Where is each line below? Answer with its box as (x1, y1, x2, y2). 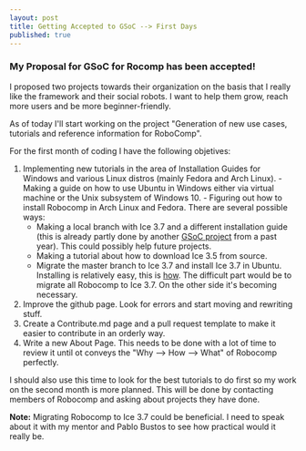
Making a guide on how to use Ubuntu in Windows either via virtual (22, 182, 275, 193)
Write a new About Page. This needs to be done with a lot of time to (22, 337, 277, 348)
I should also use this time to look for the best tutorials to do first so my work (9, 374, 297, 385)
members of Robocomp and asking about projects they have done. (9, 394, 260, 405)
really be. (9, 430, 45, 442)
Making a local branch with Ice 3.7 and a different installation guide (36, 220, 289, 232)
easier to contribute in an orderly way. (22, 327, 166, 338)
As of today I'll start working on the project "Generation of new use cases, (9, 118, 288, 128)
